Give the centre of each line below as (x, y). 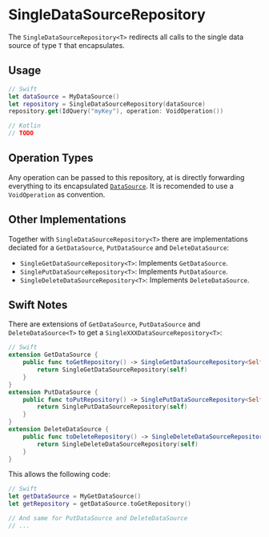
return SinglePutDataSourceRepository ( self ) (112, 407)
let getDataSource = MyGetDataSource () (75, 497)
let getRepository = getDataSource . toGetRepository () (100, 504)
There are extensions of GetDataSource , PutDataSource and (104, 324)
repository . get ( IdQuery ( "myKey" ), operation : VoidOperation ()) (116, 111)
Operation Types (51, 158)
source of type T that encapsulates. (67, 45)
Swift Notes (38, 305)
